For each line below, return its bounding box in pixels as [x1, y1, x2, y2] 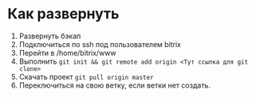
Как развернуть [7, 5, 120, 23]
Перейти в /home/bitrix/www [18, 48, 116, 57]
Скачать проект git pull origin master [18, 72, 154, 81]
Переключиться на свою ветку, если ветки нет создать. [18, 80, 211, 90]
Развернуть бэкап [18, 31, 81, 41]
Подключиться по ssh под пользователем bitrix [18, 39, 181, 49]
